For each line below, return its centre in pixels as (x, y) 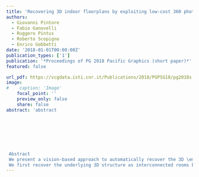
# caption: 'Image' (34, 88)
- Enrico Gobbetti (34, 45)
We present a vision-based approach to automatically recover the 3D (96, 159)
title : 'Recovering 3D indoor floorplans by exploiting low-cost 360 (94, 12)
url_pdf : (17, 77)
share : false (33, 104)
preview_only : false (42, 99)
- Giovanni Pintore (36, 22)
